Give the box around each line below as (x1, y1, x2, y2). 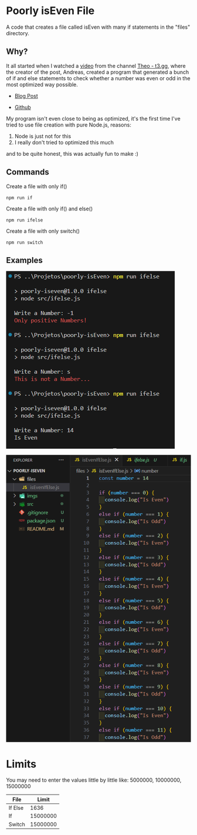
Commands (6, 167, 50, 177)
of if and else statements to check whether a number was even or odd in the (6, 74, 191, 81)
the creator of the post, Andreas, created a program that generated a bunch (6, 69, 189, 76)
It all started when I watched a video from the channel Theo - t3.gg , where (6, 62, 186, 69)
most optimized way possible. (6, 81, 78, 88)
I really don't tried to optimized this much (14, 139, 114, 146)
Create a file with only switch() (6, 227, 80, 234)
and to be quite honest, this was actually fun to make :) (6, 150, 139, 157)
